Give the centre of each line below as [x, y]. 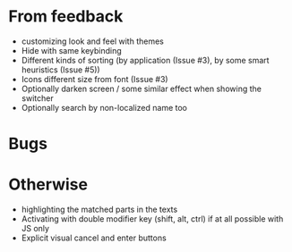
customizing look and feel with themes [93, 41]
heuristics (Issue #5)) [60, 70]
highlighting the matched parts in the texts [99, 210]
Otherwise [48, 185]
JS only [35, 229]
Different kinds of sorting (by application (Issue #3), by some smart [145, 60]
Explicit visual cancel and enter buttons [94, 238]
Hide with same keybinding [71, 50]
